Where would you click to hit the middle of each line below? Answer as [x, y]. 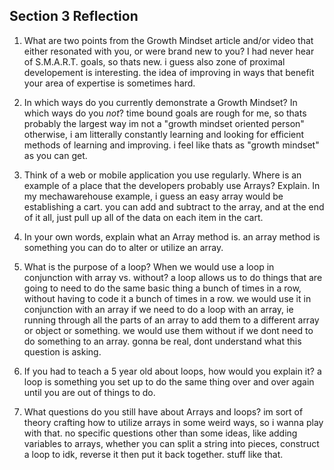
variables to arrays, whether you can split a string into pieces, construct [171, 443]
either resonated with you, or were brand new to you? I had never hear [169, 51]
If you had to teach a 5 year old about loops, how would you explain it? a [172, 371]
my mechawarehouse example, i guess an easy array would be [153, 196]
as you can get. [55, 155]
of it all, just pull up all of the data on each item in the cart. [143, 217]
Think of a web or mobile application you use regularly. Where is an [162, 175]
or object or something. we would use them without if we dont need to [168, 330]
